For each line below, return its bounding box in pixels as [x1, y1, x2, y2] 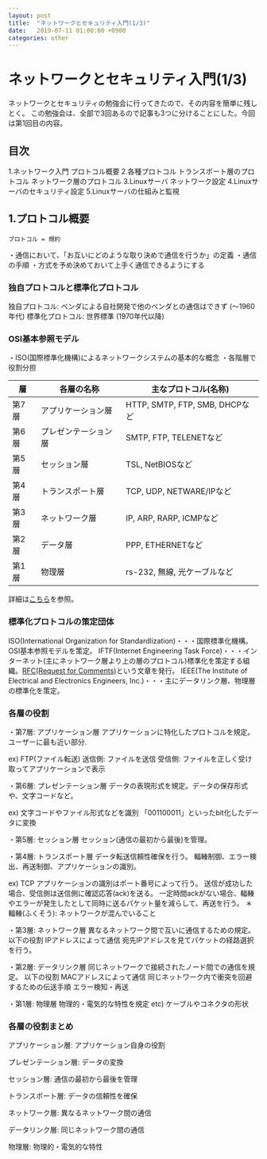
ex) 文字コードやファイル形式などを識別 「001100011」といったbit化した [8, 808, 245, 817]
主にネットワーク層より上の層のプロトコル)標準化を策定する [45, 656, 243, 665]
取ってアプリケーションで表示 [8, 764, 106, 773]
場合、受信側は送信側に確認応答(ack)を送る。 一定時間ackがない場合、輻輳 [8, 889, 255, 898]
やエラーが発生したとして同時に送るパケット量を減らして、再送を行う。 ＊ [8, 899, 253, 908]
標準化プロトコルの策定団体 [8, 617, 114, 628]
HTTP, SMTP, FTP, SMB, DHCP [126, 399, 242, 410]
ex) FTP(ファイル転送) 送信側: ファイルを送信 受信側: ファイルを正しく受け [8, 754, 253, 763]
